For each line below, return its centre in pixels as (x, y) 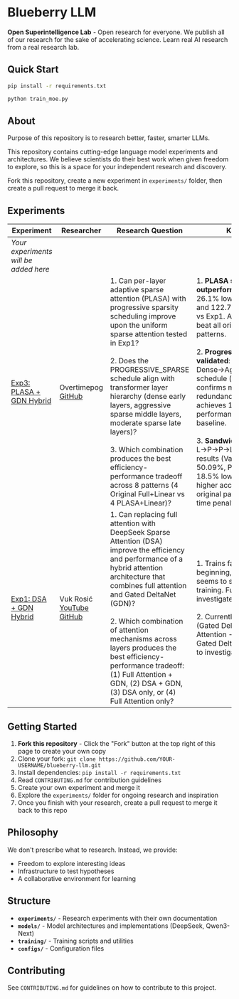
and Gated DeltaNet (143, 594)
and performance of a (147, 559)
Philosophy (33, 833)
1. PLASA (212, 281)
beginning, (214, 572)
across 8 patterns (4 (144, 486)
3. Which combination (147, 450)
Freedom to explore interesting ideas (71, 863)
